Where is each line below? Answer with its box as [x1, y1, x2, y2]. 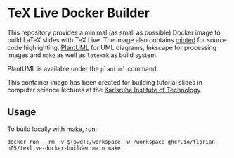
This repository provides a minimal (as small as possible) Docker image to [7, 28, 221, 37]
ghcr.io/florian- [167, 138, 219, 145]
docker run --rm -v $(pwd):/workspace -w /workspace [7, 138, 165, 145]
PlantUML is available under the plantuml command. [7, 64, 159, 73]
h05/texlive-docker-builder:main [7, 145, 105, 152]
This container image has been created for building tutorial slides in [7, 78, 202, 86]
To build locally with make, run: [7, 125, 97, 133]
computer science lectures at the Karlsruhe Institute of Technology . [7, 85, 202, 94]
